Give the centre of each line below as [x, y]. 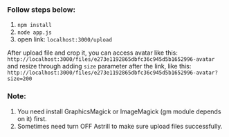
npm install [34, 26]
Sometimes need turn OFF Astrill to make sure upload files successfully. [120, 126]
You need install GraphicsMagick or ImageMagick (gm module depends [119, 111]
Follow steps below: [42, 10]
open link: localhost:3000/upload [65, 39]
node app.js [34, 33]
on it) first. [32, 118]
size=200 [20, 79]
